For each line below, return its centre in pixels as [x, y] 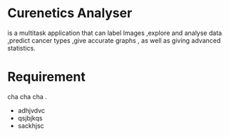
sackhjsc [31, 126]
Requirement [46, 77]
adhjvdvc [31, 110]
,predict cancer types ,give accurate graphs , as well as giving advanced [114, 40]
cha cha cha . [27, 96]
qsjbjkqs [30, 118]
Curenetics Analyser [70, 13]
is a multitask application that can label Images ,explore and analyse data [115, 33]
